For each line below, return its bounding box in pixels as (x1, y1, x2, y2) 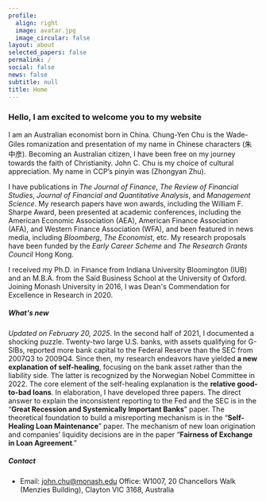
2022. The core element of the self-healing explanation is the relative (8, 379, 236, 388)
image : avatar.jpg (15, 26, 77, 34)
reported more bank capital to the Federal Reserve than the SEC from (26, 345, 253, 354)
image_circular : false (15, 33, 91, 42)
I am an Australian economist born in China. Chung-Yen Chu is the (8, 129, 225, 139)
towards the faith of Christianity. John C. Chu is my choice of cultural (8, 158, 234, 168)
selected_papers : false (8, 48, 87, 56)
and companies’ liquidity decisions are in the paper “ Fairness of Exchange (8, 430, 253, 439)
